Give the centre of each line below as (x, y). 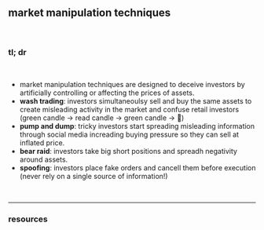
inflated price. (42, 143)
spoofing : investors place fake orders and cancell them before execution (137, 168)
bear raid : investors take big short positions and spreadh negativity (128, 152)
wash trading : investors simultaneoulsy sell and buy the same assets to (136, 101)
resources (28, 219)
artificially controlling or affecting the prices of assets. (107, 93)
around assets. (44, 159)
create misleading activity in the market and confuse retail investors (129, 110)
